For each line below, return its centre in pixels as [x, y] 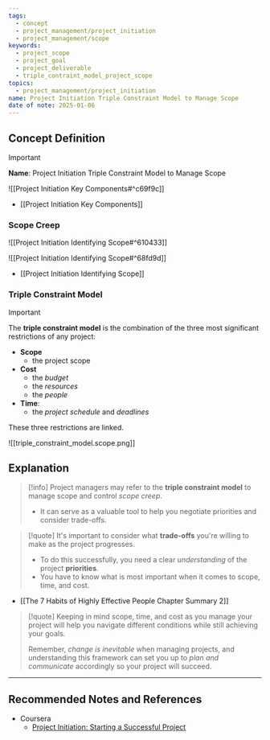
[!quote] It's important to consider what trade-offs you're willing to [139, 536]
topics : [21, 83]
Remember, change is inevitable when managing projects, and [131, 649]
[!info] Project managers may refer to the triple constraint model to [139, 487]
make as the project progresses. [81, 545]
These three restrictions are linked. [66, 427]
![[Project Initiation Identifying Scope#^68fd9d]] [88, 258]
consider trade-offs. [73, 520]
